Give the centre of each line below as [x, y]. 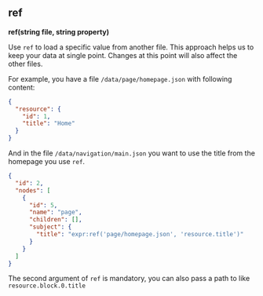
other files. [26, 64]
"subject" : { [50, 227]
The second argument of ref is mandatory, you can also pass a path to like [129, 279]
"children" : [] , [55, 220]
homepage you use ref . [46, 162]
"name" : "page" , [55, 212]
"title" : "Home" [49, 124]
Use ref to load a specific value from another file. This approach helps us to [131, 47]
